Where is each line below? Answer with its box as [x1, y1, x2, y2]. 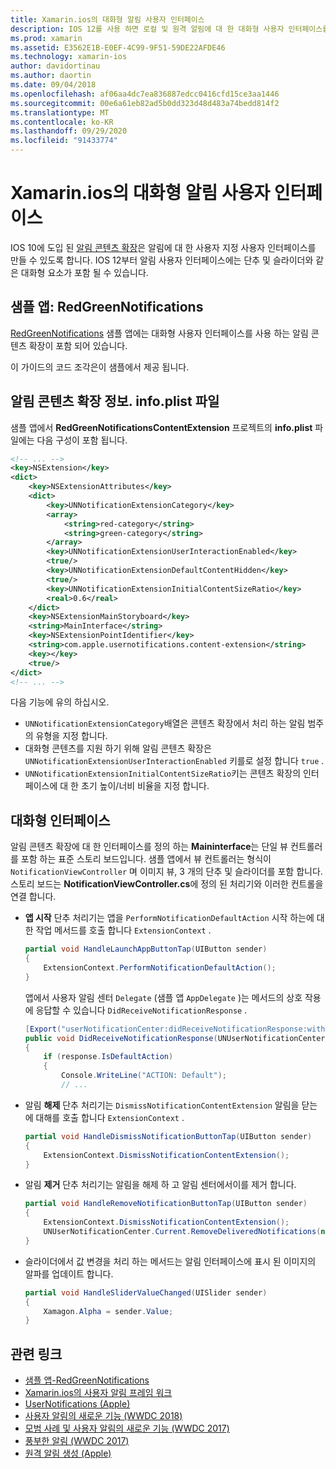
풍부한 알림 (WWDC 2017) [24, 1435, 130, 1447]
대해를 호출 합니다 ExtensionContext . [35, 1111, 185, 1123]
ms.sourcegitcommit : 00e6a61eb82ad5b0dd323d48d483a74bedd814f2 [10, 98, 280, 108]
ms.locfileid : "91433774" [10, 136, 118, 146]
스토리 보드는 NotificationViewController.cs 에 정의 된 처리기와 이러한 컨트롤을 [10, 878, 324, 890]
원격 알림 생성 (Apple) [24, 1447, 112, 1460]
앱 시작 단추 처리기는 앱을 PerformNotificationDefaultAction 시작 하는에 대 [24, 912, 325, 924]
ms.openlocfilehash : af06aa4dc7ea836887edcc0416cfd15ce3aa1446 [10, 89, 280, 99]
